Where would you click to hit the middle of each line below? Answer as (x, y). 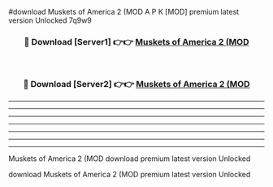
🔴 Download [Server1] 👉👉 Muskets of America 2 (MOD (136, 41)
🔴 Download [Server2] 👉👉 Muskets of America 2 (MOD (136, 85)
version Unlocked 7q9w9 (50, 20)
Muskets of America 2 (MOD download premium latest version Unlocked (130, 159)
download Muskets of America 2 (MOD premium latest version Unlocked (130, 174)
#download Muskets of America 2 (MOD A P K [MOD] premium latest (124, 12)
